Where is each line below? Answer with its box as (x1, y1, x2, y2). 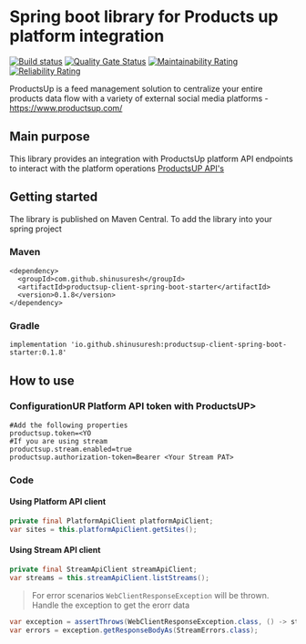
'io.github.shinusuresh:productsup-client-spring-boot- (70, 340, 287, 350)
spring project (9, 223, 62, 234)
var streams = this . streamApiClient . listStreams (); (9, 573, 209, 582)
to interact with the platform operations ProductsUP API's (9, 162, 225, 174)
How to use (9, 373, 75, 388)
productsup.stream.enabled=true (9, 445, 132, 454)
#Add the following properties (9, 421, 128, 430)
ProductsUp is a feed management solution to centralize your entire (9, 83, 263, 94)
